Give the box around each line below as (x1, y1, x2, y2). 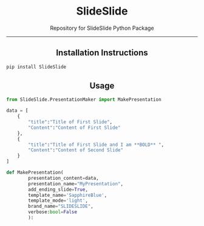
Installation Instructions (55, 47, 149, 58)
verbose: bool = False (28, 209, 78, 215)
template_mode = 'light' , (28, 197, 88, 204)
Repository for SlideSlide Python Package (50, 24, 154, 32)
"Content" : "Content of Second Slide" (28, 147, 123, 153)
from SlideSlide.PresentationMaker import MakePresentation (6, 97, 162, 103)
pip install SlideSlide (6, 64, 67, 70)
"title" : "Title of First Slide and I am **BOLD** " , (28, 142, 165, 148)
